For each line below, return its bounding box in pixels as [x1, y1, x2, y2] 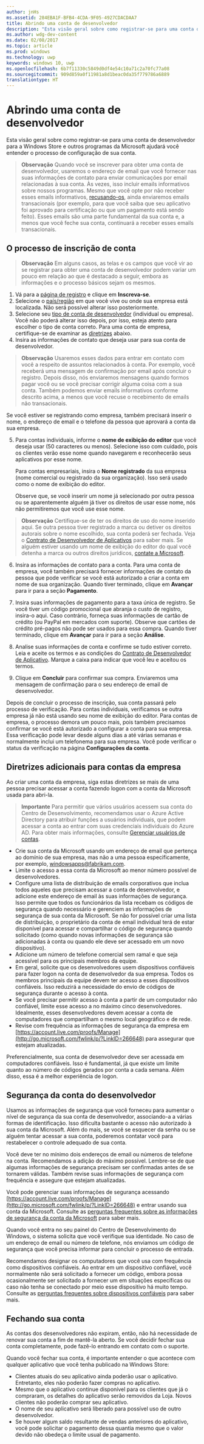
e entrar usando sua [136, 1201, 187, 1208]
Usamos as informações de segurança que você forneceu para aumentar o [6, 1106, 194, 1114]
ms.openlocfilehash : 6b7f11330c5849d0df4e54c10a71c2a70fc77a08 [6, 65, 170, 72]
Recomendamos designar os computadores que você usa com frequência [6, 1257, 192, 1264]
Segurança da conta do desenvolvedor [6, 1090, 156, 1100]
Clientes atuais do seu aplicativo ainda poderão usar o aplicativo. [15, 1373, 178, 1380]
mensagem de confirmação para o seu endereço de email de [15, 681, 168, 688]
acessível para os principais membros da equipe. [15, 957, 138, 964]
